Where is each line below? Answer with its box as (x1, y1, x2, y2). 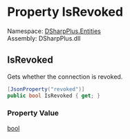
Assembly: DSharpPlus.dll (7, 34, 81, 42)
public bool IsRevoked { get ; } (7, 92, 100, 99)
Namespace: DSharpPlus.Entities (7, 27, 102, 35)
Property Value (7, 108, 59, 118)
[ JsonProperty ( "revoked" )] (7, 85, 85, 93)
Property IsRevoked (7, 4, 123, 20)
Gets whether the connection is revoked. (7, 72, 123, 81)
